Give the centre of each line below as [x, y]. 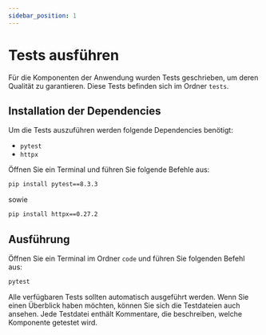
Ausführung [39, 239]
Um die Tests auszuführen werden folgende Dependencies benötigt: [121, 130]
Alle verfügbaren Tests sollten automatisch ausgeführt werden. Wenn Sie [129, 297]
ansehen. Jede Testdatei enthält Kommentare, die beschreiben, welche [125, 313]
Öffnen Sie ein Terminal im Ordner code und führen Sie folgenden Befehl [127, 258]
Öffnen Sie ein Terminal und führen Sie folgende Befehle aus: [109, 169]
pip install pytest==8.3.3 [53, 185]
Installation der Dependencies [85, 111]
